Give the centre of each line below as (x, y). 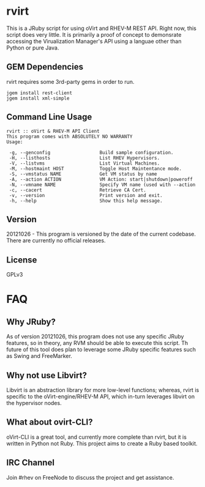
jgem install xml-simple (38, 98)
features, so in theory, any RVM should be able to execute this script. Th (97, 343)
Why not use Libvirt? (47, 375)
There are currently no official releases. (56, 240)
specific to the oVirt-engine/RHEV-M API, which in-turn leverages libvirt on (100, 396)
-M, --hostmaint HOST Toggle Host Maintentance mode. (95, 169)
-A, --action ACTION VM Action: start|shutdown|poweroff (101, 179)
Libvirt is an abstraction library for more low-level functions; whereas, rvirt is (103, 390)
